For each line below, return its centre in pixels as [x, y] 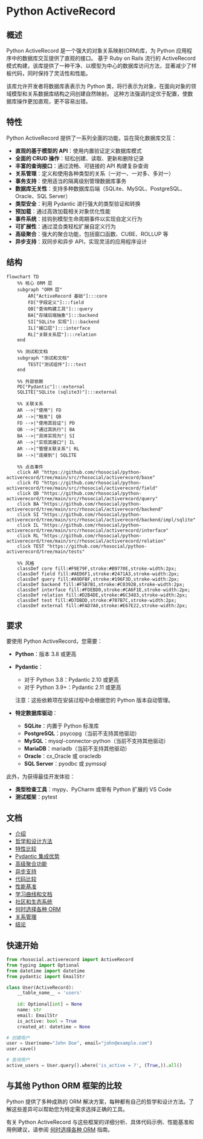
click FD [28, 483]
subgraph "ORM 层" [40, 289]
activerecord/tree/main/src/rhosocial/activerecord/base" [81, 477]
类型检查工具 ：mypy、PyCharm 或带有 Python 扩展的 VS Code [93, 789]
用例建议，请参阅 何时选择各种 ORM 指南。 [60, 1129]
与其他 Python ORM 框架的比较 [64, 1086]
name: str [30, 1010]
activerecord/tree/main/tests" [46, 552]
